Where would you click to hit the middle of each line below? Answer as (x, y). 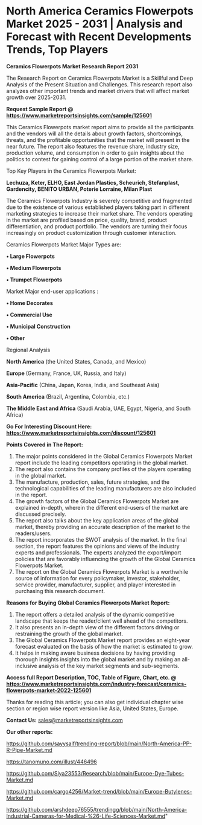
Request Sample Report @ (40, 109)
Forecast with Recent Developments (99, 37)
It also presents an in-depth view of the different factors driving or (97, 627)
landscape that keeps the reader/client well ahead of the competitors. (101, 621)
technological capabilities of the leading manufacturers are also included (105, 488)
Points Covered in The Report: (45, 445)
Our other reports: (30, 731)
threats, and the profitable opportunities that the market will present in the (98, 140)
